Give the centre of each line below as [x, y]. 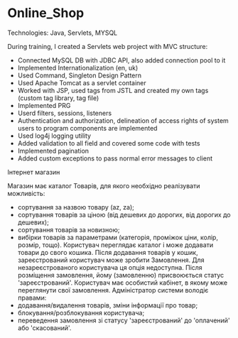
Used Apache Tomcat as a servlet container [82, 82]
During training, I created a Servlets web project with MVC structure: [108, 46]
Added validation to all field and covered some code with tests [109, 143]
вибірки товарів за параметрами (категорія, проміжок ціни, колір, [118, 237]
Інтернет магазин [34, 172]
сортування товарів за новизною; [69, 229]
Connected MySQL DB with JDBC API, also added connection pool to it [121, 60]
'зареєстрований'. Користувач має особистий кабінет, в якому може [123, 283]
